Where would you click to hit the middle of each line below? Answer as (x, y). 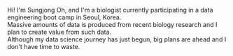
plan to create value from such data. (59, 32)
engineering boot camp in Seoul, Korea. (64, 17)
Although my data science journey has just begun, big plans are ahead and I (117, 39)
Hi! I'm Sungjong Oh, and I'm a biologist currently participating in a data (110, 10)
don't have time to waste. (44, 47)
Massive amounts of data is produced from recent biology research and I (112, 25)
